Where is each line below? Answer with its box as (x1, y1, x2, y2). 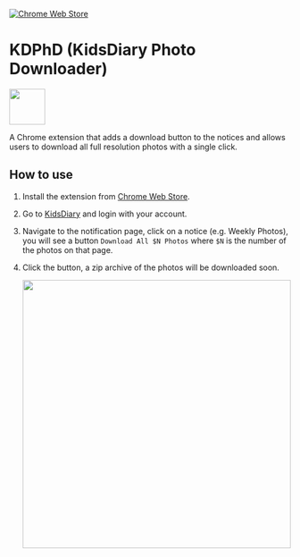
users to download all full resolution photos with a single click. (9, 141, 238, 152)
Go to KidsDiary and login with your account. (21, 208, 187, 219)
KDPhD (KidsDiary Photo (9, 40, 196, 60)
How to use (9, 167, 73, 182)
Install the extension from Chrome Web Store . (21, 190, 190, 201)
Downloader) (9, 59, 108, 80)
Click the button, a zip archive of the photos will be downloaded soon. (21, 262, 279, 273)
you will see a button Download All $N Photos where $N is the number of (21, 235, 287, 246)
